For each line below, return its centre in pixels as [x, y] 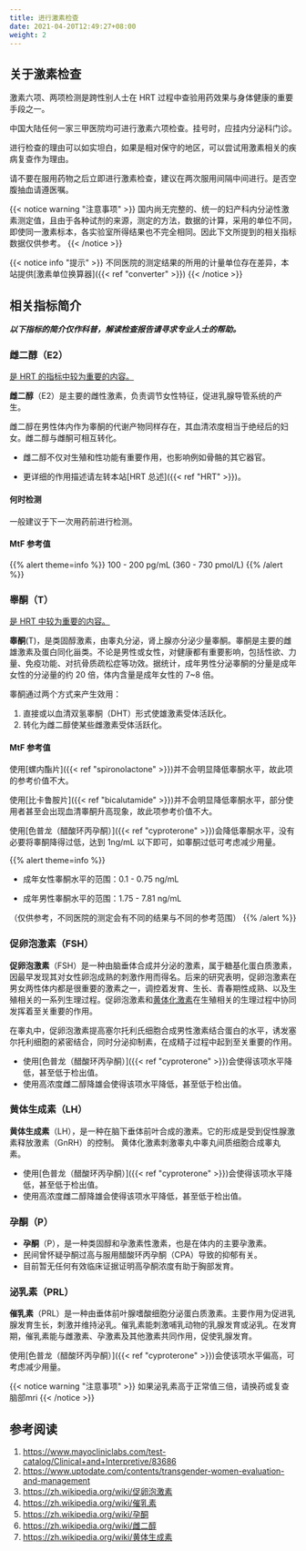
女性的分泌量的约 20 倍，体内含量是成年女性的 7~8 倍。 [114, 674]
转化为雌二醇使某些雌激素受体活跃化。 [94, 724]
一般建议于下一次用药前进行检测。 [73, 521]
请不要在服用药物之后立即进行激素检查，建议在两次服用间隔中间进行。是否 [149, 179]
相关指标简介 [46, 306]
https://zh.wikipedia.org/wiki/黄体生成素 [97, 1537]
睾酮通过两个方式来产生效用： [65, 694]
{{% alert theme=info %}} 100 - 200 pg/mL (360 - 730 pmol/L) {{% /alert [146, 565]
